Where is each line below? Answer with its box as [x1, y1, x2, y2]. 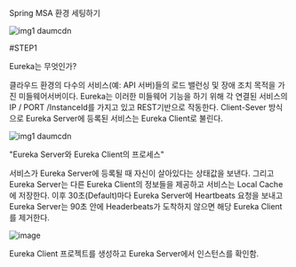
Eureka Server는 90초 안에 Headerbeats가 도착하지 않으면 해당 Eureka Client [9, 201, 283, 211]
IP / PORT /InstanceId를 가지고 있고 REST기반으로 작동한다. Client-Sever [9, 102, 267, 113]
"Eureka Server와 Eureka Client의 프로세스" [9, 149, 164, 160]
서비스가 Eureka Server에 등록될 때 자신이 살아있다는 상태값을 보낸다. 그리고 [9, 168, 275, 178]
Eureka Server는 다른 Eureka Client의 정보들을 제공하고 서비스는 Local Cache [9, 179, 284, 189]
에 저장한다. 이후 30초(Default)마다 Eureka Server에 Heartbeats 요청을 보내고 [9, 190, 284, 200]
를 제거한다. [9, 212, 51, 223]
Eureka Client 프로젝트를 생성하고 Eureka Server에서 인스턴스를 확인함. [9, 248, 260, 259]
